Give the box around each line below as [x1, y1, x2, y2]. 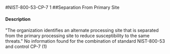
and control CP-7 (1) [5, 43, 47, 50]
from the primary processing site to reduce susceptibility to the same [5, 33, 150, 39]
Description [5, 16, 31, 22]
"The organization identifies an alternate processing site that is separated [5, 28, 159, 34]
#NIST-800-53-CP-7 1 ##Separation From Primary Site [5, 5, 120, 10]
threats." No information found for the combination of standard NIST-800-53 [5, 38, 165, 44]
